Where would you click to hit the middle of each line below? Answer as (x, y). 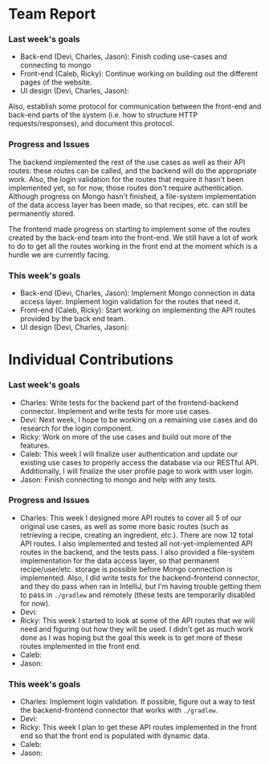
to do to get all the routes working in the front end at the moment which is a (133, 246)
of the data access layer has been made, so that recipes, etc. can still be (128, 204)
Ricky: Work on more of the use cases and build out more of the (126, 436)
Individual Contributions (91, 360)
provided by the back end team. (73, 319)
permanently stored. (42, 213)
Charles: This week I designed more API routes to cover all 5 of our (131, 518)
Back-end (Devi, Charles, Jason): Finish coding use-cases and (123, 56)
